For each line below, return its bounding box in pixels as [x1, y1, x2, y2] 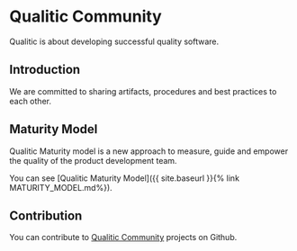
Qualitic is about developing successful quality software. [9, 36, 220, 47]
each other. [9, 95, 52, 106]
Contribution [9, 208, 83, 223]
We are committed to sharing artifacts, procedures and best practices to [9, 85, 277, 96]
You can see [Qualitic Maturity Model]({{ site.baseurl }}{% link [9, 173, 240, 184]
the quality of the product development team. [9, 155, 177, 166]
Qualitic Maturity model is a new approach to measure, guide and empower [9, 146, 289, 157]
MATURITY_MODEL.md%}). [9, 182, 112, 193]
